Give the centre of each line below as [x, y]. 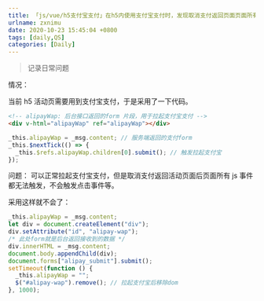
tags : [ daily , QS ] [37, 37]
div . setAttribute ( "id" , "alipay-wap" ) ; [73, 232]
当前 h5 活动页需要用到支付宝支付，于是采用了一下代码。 [100, 101]
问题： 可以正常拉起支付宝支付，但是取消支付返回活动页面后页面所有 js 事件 [131, 176]
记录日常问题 [48, 68]
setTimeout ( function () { [50, 268]
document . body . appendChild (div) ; [63, 253]
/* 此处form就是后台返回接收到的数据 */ [67, 239]
